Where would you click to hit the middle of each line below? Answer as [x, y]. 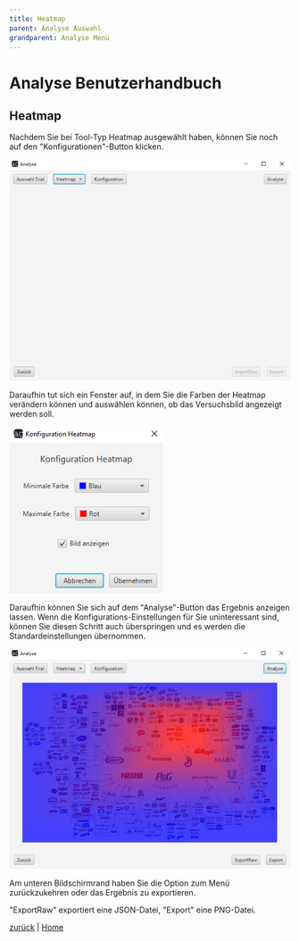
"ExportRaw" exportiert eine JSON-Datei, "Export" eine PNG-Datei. [133, 910]
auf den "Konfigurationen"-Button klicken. [87, 146]
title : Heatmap [37, 19]
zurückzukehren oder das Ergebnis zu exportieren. [103, 893]
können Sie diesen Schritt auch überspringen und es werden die [127, 626]
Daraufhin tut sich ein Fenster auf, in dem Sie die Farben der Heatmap [137, 395]
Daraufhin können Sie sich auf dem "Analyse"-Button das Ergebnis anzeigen [149, 607]
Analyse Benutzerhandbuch [116, 83]
